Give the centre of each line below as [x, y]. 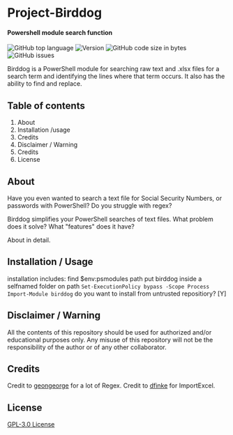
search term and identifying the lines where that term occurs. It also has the [116, 76]
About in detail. [29, 240]
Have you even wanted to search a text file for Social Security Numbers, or [115, 198]
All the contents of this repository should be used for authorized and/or [110, 332]
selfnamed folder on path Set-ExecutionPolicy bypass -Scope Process [108, 286]
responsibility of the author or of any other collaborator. [87, 347]
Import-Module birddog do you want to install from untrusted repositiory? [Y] [117, 293]
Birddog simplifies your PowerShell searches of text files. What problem [111, 219]
